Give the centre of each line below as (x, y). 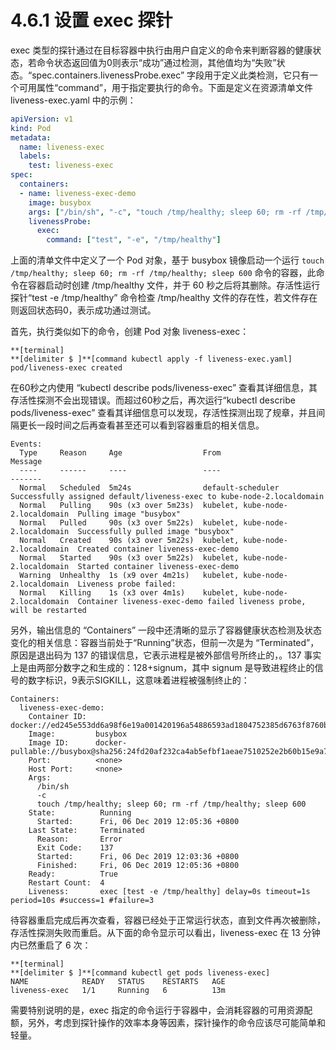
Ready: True (73, 874)
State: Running (80, 813)
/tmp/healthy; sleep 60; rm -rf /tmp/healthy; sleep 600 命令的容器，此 (163, 273)
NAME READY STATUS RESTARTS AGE (118, 982)
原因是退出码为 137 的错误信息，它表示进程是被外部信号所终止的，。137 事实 (166, 655)
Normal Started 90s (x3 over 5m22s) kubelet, (129, 558)
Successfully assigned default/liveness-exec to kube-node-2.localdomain (167, 497)
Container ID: (57, 717)
